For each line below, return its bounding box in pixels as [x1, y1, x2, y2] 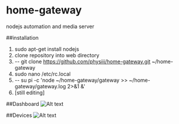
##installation [6, 34, 39, 41]
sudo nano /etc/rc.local [14, 70, 71, 77]
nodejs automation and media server [6, 23, 95, 30]
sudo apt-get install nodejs [14, 45, 80, 53]
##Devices [6, 112, 32, 119]
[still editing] [14, 89, 45, 96]
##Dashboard [6, 100, 39, 107]
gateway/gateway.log [14, 82, 66, 89]
